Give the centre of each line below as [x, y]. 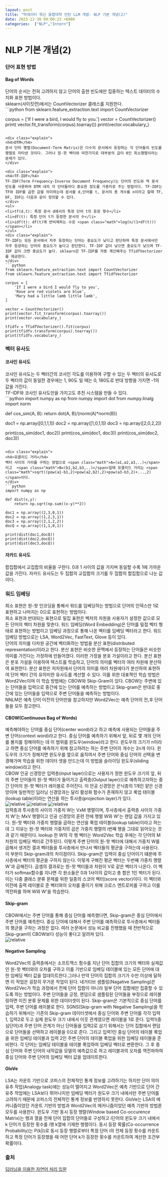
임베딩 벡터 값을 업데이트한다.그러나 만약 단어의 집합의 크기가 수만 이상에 [81, 975]
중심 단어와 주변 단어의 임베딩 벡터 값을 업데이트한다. [57, 1057]
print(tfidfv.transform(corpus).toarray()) [51, 331]
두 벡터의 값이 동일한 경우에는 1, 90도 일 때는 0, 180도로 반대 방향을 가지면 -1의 [82, 380]
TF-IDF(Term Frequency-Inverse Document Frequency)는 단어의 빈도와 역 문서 [82, 181]
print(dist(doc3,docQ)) [30, 543]
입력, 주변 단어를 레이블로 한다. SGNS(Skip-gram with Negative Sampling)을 [81, 1006]
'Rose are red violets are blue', [50, 291]
